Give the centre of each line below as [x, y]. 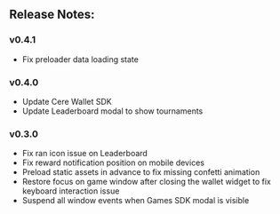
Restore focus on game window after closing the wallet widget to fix [146, 182]
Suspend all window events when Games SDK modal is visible [136, 201]
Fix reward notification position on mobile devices [113, 162]
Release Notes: [52, 15]
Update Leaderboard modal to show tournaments [112, 111]
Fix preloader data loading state [80, 59]
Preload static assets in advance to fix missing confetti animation [141, 172]
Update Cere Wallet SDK [67, 101]
